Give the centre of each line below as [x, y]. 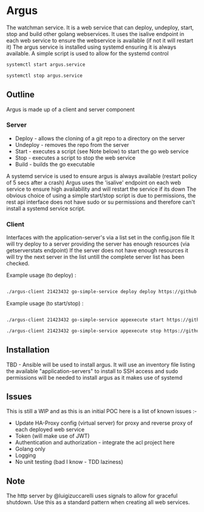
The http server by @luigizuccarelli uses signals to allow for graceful [92, 496]
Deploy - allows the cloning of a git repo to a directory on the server [100, 138]
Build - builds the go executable [55, 164]
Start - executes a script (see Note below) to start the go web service [102, 151]
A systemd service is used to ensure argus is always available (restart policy [102, 176]
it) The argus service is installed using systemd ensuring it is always [91, 47]
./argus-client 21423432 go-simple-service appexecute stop [84, 331]
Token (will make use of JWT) [52, 436]
